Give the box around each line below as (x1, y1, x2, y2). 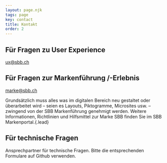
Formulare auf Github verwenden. (5, 153, 77, 159)
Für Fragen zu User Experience (5, 45, 106, 54)
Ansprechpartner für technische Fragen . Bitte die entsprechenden (5, 147, 145, 153)
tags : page (5, 12, 29, 17)
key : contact (5, 17, 33, 22)
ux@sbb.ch (5, 59, 30, 65)
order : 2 (5, 27, 24, 32)
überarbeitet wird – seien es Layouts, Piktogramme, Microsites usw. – (5, 103, 151, 109)
